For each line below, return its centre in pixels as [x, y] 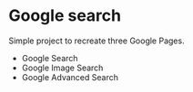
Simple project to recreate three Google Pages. [96, 41]
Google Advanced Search [70, 77]
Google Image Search [62, 68]
